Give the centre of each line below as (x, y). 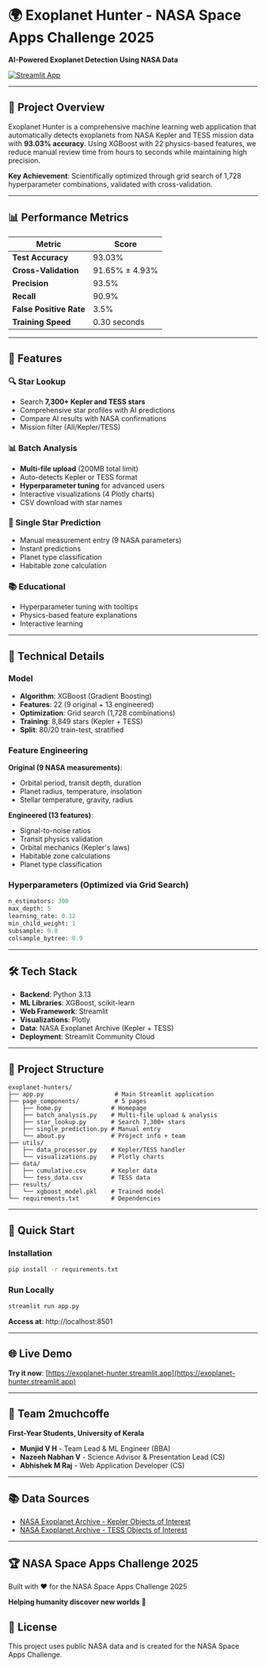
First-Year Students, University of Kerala (76, 1433)
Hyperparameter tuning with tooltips (79, 607)
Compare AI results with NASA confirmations (93, 419)
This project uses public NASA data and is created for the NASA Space (124, 1646)
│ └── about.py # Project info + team (97, 1136)
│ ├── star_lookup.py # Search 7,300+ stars (97, 1122)
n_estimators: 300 (38, 901)
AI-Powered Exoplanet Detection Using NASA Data (93, 60)
